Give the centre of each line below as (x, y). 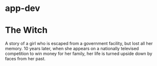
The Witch (26, 30)
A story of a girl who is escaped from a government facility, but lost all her (79, 44)
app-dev (23, 8)
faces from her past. (25, 59)
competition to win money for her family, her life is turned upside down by (79, 54)
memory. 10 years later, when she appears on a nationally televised (72, 49)
